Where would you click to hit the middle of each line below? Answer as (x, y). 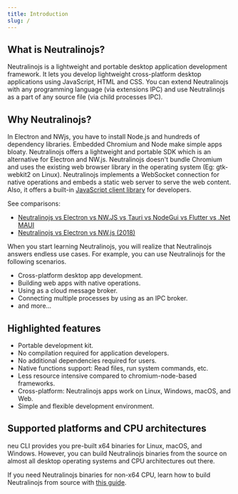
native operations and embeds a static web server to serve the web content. (119, 182)
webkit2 (19, 175)
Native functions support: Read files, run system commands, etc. (113, 368)
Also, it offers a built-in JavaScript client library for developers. (99, 190)
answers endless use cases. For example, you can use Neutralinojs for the (117, 254)
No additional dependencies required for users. (87, 361)
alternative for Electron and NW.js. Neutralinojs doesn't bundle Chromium (115, 160)
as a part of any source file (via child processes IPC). (85, 97)
